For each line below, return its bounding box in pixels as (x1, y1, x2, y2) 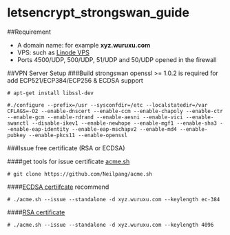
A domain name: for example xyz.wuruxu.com (17, 41, 151, 49)
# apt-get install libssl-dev (7, 90, 94, 96)
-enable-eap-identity (7, 125, 70, 132)
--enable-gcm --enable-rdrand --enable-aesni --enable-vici (7, 114, 184, 121)
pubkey (7, 132, 26, 139)
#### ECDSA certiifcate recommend (7, 183, 109, 191)
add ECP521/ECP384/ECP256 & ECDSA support (7, 76, 143, 84)
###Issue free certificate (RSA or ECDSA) (7, 143, 125, 152)
